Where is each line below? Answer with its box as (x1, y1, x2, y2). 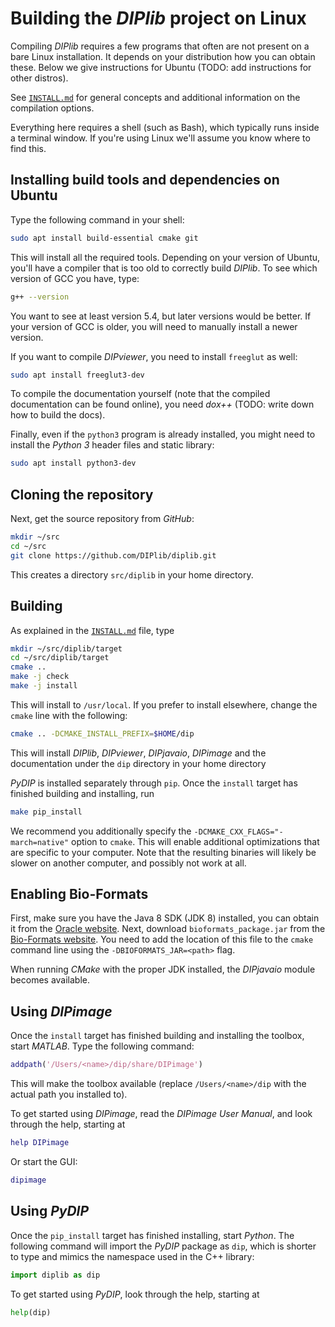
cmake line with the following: (10, 709, 128, 721)
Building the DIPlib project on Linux (10, 7, 307, 30)
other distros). (10, 72, 69, 84)
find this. (10, 142, 47, 154)
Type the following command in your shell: (10, 213, 185, 226)
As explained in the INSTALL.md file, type (10, 624, 175, 636)
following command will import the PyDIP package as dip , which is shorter (10, 1240, 317, 1252)
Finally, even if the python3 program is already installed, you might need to (10, 428, 316, 441)
